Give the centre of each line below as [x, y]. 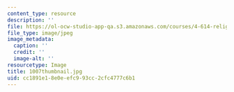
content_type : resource [42, 13]
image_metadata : [31, 39]
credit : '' [29, 53]
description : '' [31, 20]
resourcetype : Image [37, 65]
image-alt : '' [34, 59]
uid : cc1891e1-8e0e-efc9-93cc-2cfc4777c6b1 [71, 78]
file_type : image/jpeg [40, 33]
